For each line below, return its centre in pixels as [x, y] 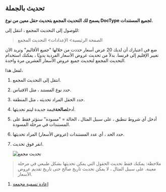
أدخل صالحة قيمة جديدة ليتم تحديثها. [44, 109]
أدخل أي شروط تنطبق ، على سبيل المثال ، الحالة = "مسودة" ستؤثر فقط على [85, 119]
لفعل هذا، [14, 70]
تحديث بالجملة [25, 8]
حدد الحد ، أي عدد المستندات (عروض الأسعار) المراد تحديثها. [68, 134]
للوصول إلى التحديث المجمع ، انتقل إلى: [42, 30]
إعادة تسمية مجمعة [31, 184]
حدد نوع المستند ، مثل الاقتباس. [42, 90]
